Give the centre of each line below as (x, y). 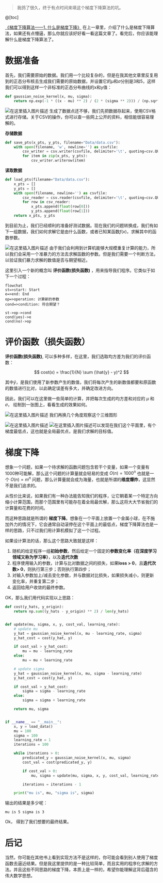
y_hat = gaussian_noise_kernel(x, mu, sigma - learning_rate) (78, 674)
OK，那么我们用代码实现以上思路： (40, 598)
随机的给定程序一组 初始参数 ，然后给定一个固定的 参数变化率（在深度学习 (84, 551)
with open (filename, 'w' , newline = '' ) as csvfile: (66, 147)
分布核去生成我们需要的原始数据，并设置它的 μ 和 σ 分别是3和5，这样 (89, 81)
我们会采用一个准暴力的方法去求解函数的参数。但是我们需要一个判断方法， (83, 254)
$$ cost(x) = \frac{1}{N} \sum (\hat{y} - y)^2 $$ (81, 372)
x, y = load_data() (33, 726)
